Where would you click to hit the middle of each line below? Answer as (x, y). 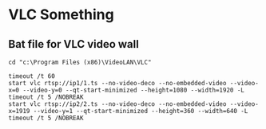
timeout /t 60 (32, 76)
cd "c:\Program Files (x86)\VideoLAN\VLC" (80, 62)
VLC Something (61, 15)
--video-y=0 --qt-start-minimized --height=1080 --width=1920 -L (134, 90)
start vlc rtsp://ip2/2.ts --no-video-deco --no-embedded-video (117, 104)
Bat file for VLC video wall (74, 44)
